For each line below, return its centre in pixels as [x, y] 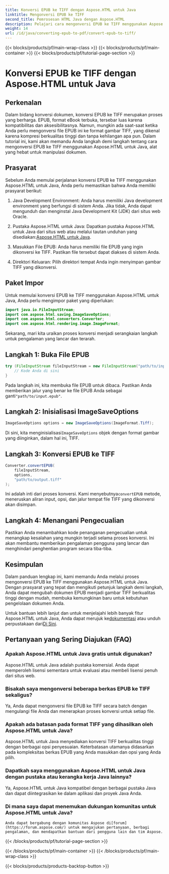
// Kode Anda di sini [37, 371]
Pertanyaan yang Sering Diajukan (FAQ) [68, 640]
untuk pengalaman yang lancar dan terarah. [51, 339]
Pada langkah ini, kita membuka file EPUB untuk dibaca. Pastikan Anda [78, 385]
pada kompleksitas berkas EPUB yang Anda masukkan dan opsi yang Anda [83, 752]
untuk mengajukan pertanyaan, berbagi [109, 827]
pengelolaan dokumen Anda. [35, 603]
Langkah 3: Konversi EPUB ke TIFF [60, 454]
